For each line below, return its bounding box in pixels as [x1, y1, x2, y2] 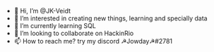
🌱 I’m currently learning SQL [13, 22, 97, 30]
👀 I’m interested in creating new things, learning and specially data [13, 14, 208, 22]
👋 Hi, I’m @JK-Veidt [13, 7, 71, 15]
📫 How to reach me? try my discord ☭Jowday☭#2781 [13, 37, 173, 45]
